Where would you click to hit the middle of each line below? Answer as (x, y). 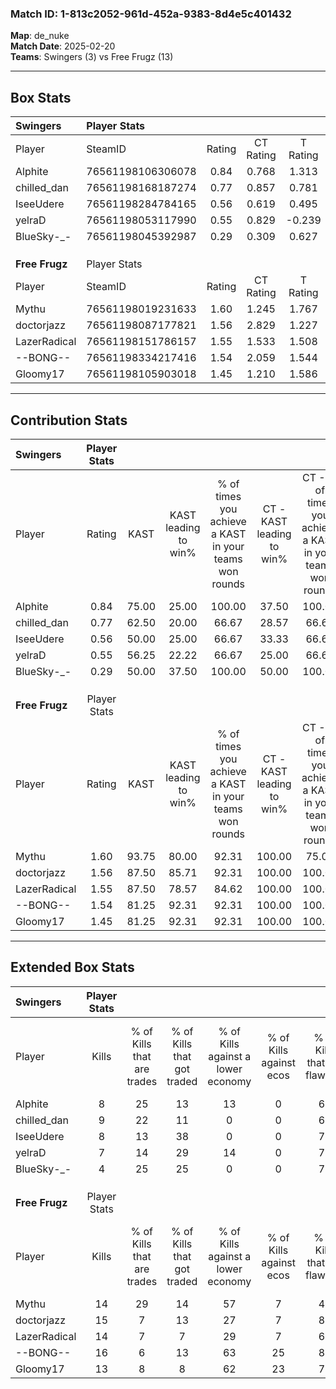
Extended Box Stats (72, 967)
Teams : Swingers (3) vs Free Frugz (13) (92, 57)
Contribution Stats (69, 420)
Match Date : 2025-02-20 (63, 46)
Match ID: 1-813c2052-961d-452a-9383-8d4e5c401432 (151, 14)
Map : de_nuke (40, 36)
